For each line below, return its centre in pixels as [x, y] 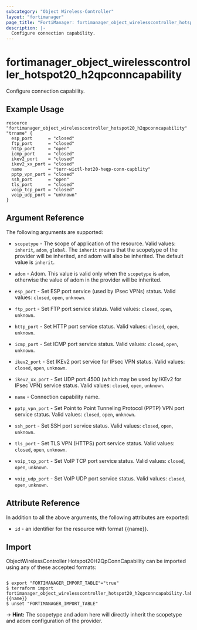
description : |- [26, 28]
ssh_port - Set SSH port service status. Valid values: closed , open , [94, 425]
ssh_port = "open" [40, 179]
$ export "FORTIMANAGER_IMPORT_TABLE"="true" [62, 583]
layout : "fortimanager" [35, 17]
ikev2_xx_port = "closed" [43, 164]
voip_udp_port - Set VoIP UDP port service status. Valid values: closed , [100, 478]
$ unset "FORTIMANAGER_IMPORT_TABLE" [52, 604]
